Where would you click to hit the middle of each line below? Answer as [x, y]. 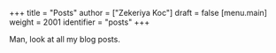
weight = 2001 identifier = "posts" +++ [80, 22]
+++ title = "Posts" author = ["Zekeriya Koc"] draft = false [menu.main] [138, 13]
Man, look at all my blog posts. [65, 39]
